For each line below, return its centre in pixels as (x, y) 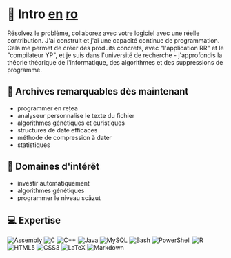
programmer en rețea (47, 108)
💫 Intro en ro (42, 14)
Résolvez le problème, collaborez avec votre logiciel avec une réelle (103, 33)
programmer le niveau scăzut (59, 198)
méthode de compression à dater (64, 137)
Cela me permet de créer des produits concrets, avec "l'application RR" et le (115, 48)
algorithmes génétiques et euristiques (71, 123)
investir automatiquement (53, 183)
